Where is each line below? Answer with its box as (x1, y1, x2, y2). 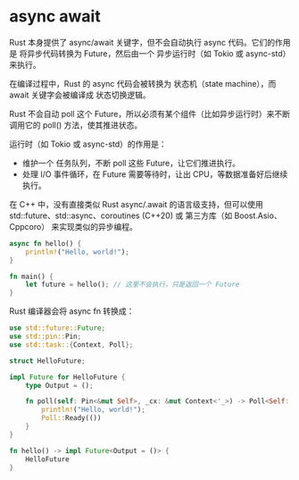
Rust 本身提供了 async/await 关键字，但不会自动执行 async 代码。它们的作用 (9, 37, 291, 47)
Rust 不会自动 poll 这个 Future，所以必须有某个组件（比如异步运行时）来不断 (9, 108, 290, 119)
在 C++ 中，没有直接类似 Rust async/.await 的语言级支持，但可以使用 (9, 198, 263, 209)
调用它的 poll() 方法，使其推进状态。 (9, 119, 143, 131)
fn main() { (9, 272, 54, 281)
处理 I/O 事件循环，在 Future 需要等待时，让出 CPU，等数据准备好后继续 (21, 168, 288, 180)
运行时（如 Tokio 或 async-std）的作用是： (9, 139, 167, 149)
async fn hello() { (9, 239, 82, 248)
